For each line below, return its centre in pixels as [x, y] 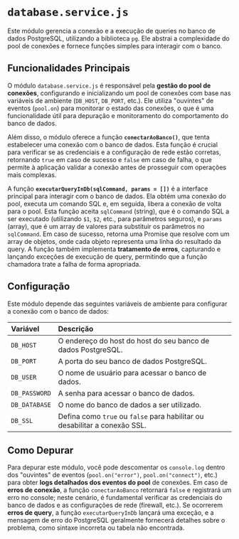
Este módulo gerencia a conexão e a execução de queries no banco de [111, 31]
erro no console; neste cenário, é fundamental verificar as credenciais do [115, 498]
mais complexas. [32, 175]
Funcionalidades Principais [69, 69]
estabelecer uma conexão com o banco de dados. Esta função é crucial [113, 144]
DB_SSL [22, 421]
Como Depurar [41, 450]
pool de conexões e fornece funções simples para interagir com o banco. [115, 46]
